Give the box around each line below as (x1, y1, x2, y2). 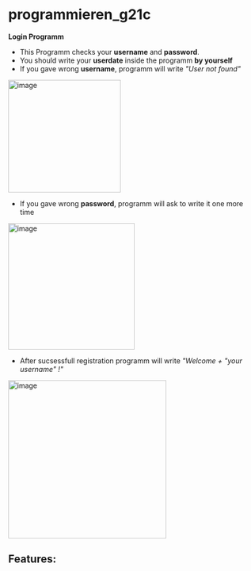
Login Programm (8, 32, 65, 41)
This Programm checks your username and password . (19, 47, 200, 56)
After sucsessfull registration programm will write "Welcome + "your (19, 355, 243, 366)
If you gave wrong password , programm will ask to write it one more (19, 198, 244, 208)
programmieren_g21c (8, 6, 151, 24)
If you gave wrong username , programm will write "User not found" (19, 63, 241, 73)
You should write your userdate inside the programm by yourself (19, 56, 234, 65)
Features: (8, 553, 57, 566)
